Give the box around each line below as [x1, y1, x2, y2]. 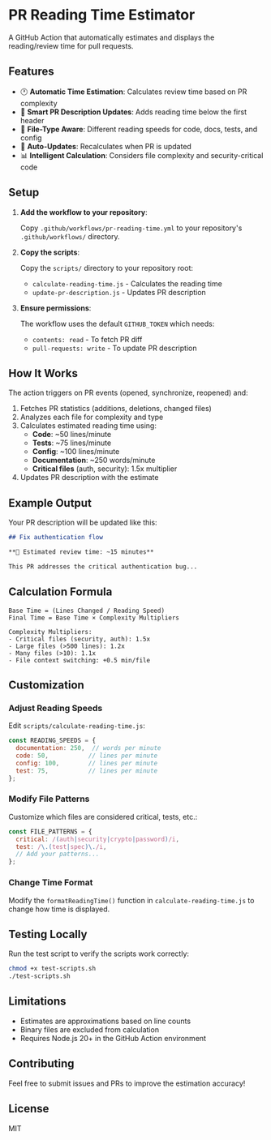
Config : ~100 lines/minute [32, 447, 120, 456]
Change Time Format [8, 877, 93, 889]
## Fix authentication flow [8, 534, 104, 542]
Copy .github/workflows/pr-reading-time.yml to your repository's [19, 223, 243, 233]
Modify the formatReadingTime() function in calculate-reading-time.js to [8, 895, 255, 905]
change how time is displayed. [8, 904, 110, 914]
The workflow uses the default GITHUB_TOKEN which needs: [19, 319, 215, 328]
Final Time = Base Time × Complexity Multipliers [8, 614, 180, 622]
